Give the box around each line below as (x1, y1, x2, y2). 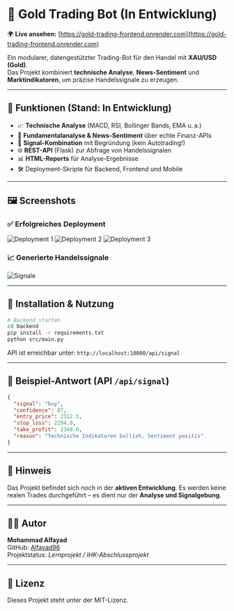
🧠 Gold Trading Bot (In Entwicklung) (7, 6, 217, 22)
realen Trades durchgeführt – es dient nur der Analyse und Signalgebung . (7, 490, 221, 499)
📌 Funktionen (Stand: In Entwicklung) (7, 102, 172, 114)
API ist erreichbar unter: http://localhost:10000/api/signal (7, 348, 180, 357)
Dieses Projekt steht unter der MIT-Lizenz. (7, 596, 129, 605)
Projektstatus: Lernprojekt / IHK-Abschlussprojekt (7, 550, 149, 559)
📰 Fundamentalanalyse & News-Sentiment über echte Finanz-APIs (17, 131, 212, 139)
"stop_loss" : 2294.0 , (13, 419, 77, 427)
